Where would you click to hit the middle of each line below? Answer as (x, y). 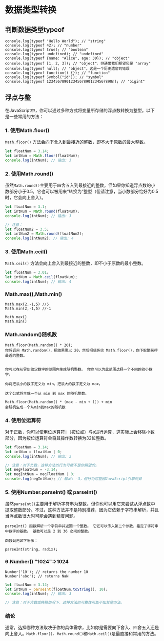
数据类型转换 (31, 10)
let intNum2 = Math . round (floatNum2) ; (44, 234)
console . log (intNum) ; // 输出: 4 (38, 282)
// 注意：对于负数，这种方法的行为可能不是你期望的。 (52, 465)
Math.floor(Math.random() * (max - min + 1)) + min (59, 402)
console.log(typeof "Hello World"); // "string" (55, 41)
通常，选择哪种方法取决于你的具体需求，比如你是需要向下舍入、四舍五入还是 (82, 628)
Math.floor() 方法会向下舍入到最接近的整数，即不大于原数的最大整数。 (76, 142)
